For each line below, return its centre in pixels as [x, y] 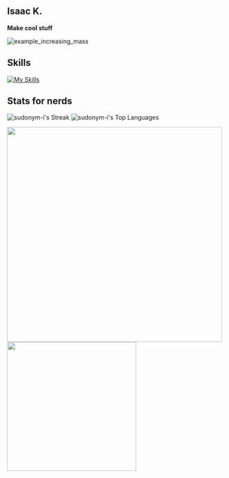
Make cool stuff [30, 28]
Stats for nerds [40, 101]
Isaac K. [25, 11]
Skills [19, 63]
